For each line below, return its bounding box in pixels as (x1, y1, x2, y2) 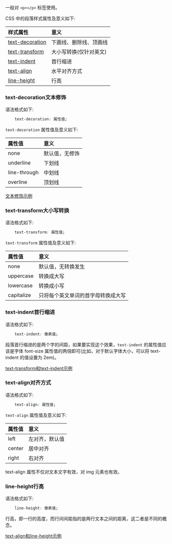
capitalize (8, 292, 31, 299)
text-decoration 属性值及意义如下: (5, 127, 78, 133)
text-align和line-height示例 (5, 533, 62, 539)
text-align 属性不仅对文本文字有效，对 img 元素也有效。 (5, 469, 122, 475)
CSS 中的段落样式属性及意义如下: (5, 15, 76, 22)
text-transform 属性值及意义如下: (5, 240, 76, 246)
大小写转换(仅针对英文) (51, 48, 107, 55)
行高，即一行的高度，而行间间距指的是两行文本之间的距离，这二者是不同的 (5, 515, 162, 521)
